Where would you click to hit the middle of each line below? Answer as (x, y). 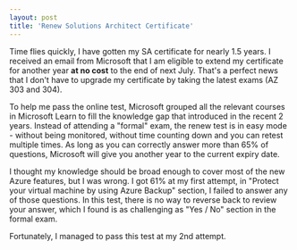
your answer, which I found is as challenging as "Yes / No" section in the (143, 209)
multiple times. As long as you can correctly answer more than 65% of (139, 145)
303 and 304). (36, 89)
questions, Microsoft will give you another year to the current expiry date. (144, 154)
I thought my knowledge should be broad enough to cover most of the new (147, 171)
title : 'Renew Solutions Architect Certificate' (102, 26)
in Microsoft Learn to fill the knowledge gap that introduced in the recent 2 (146, 116)
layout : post (34, 17)
